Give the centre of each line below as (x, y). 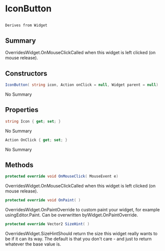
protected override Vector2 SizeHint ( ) (48, 224)
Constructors (26, 73)
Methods (19, 165)
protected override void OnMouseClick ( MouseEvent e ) (62, 177)
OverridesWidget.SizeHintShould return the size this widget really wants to (81, 233)
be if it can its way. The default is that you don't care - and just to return (79, 239)
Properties (22, 110)
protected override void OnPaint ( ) (43, 200)
